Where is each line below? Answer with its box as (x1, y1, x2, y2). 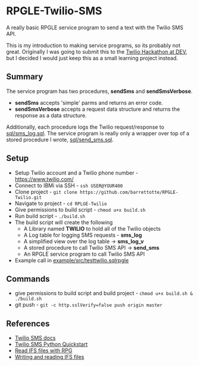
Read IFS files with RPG (14, 347, 72, 354)
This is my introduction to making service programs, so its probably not (6, 42, 181, 49)
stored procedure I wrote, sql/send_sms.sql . (6, 136, 114, 143)
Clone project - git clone (14, 188, 78, 195)
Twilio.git (14, 194, 42, 200)
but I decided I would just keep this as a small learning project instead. (6, 54, 178, 61)
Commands (6, 274, 50, 284)
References (6, 318, 50, 328)
